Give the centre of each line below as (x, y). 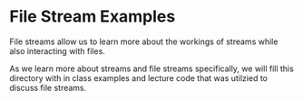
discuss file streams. (48, 87)
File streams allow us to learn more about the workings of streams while (144, 41)
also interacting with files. (58, 50)
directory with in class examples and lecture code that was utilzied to (138, 77)
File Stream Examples (93, 17)
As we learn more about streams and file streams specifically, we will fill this (152, 68)
